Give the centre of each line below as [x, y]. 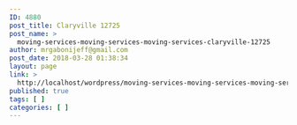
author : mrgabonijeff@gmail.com [69, 50]
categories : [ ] [39, 107]
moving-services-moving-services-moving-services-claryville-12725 [144, 42]
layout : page [33, 67]
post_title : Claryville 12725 [65, 26]
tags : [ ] [27, 99]
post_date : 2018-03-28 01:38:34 [69, 58]
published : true [39, 91]
